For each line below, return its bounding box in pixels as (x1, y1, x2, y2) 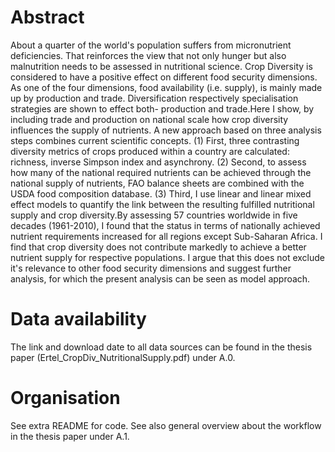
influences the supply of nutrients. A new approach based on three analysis (10, 124, 322, 136)
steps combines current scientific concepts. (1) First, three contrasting (10, 134, 300, 146)
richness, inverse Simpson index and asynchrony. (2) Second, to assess (10, 156, 307, 168)
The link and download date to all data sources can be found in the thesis (10, 341, 313, 353)
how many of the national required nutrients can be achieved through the (10, 166, 312, 178)
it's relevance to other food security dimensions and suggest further (10, 262, 292, 274)
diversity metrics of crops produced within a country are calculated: (10, 145, 290, 157)
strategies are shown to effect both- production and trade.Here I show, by (10, 102, 315, 115)
